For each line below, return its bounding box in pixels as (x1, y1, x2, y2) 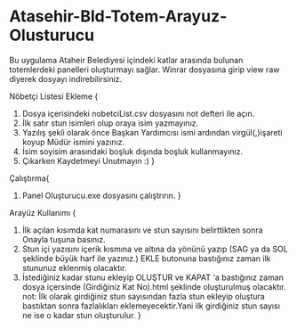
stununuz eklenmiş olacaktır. (21, 262, 127, 273)
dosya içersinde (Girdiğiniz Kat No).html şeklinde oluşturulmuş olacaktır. (21, 281, 286, 292)
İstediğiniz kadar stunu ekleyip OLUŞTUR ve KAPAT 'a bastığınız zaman (21, 272, 285, 283)
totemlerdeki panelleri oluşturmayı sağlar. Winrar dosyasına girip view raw (9, 64, 280, 75)
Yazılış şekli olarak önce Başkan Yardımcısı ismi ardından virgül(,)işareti (21, 127, 283, 137)
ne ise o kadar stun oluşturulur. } (21, 309, 141, 320)
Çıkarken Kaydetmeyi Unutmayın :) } (21, 155, 156, 166)
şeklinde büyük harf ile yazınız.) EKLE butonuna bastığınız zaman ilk (21, 252, 271, 264)
